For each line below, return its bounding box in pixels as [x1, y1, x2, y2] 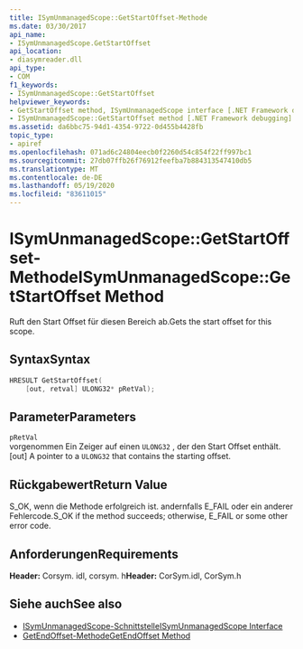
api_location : [9, 47, 63, 56]
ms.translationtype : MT [9, 165, 99, 174]
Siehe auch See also [9, 597, 123, 612]
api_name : [9, 30, 47, 39]
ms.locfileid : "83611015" [9, 190, 106, 199]
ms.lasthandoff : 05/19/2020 [9, 182, 115, 191]
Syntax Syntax [9, 352, 91, 367]
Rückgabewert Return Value [9, 476, 169, 493]
